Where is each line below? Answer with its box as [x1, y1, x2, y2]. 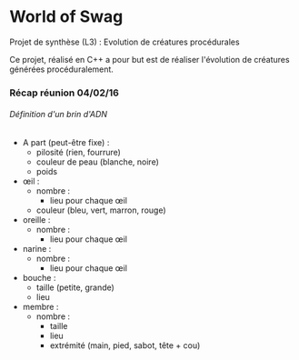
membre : [22, 302, 59, 313]
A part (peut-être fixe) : [22, 137, 110, 148]
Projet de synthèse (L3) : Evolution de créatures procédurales [9, 36, 240, 47]
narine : [22, 244, 52, 255]
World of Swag [9, 6, 124, 27]
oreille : [22, 215, 51, 225]
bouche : [22, 273, 56, 284]
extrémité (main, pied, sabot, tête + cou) [49, 340, 201, 351]
